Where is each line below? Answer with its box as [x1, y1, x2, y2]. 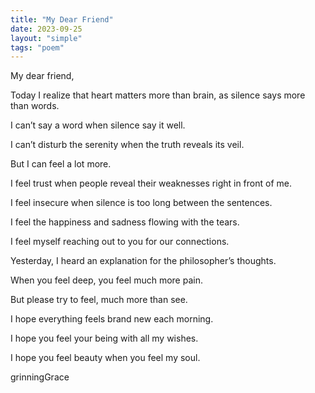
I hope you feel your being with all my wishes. [10, 332, 199, 345]
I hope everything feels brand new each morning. [10, 313, 214, 325]
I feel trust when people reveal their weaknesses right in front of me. [10, 177, 292, 190]
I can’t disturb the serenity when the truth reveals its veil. [10, 139, 245, 151]
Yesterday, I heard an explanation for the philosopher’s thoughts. [10, 255, 277, 267]
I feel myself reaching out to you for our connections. [10, 236, 230, 248]
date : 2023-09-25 [10, 24, 83, 34]
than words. [10, 100, 60, 112]
